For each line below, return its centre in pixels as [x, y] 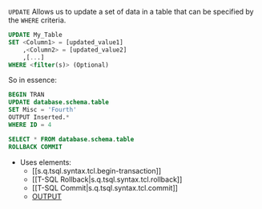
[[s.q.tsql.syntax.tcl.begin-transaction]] [97, 170]
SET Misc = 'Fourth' [43, 110]
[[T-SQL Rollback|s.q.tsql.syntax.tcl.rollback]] [107, 179]
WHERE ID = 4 [30, 125]
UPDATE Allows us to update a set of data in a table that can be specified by [131, 12]
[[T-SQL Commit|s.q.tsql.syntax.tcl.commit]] [105, 187]
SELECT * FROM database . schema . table [71, 139]
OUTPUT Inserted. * [39, 117]
